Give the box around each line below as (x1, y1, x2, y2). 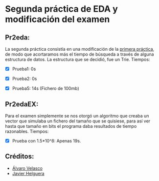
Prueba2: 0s (12, 76, 37, 81)
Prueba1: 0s (12, 66, 36, 72)
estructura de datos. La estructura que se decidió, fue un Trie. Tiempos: (5, 57, 150, 62)
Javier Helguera (12, 170, 45, 176)
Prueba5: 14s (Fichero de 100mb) (12, 85, 79, 91)
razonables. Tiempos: (5, 128, 49, 134)
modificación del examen (5, 14, 110, 25)
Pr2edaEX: (5, 100, 39, 108)
